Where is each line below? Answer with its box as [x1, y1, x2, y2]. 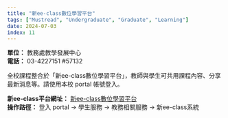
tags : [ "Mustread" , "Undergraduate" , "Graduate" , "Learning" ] [7, 16, 189, 23]
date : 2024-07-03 [7, 23, 57, 29]
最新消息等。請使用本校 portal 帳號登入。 [7, 80, 124, 89]
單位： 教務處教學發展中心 [7, 48, 81, 57]
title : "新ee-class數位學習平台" [7, 10, 95, 17]
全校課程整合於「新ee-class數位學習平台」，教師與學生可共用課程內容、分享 [7, 72, 221, 80]
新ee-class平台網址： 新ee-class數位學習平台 [7, 95, 137, 103]
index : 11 [7, 29, 36, 36]
